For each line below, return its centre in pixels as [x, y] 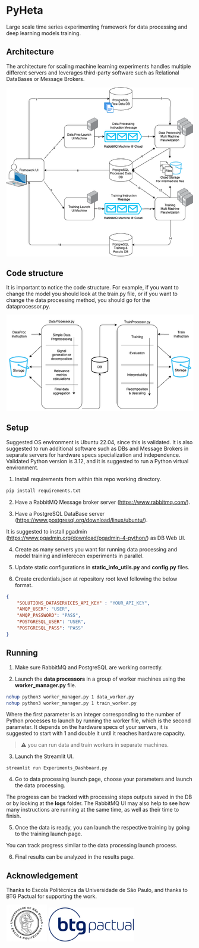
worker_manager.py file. [45, 685]
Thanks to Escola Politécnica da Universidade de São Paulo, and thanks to [97, 890]
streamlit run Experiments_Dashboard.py [57, 768]
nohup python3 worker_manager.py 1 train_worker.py [71, 703]
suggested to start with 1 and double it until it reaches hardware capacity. [96, 734]
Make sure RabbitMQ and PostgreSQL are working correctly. [89, 667]
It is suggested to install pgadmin [47, 531]
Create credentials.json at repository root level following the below [96, 579]
